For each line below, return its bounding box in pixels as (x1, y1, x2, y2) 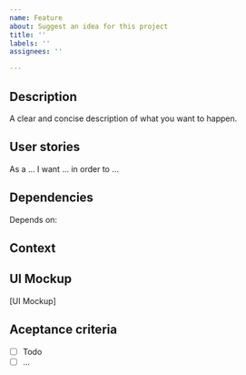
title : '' (9, 30, 47, 39)
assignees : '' (9, 47, 64, 56)
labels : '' (9, 38, 51, 48)
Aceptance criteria (9, 322, 118, 338)
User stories (9, 139, 80, 155)
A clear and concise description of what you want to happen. (9, 113, 238, 124)
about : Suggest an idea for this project (9, 22, 169, 31)
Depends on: (9, 214, 57, 225)
